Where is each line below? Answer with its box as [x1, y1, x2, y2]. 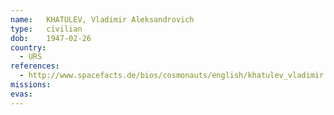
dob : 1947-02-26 [10, 33, 92, 43]
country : [10, 42, 47, 53]
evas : [10, 89, 33, 99]
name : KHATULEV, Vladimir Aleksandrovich [10, 14, 195, 25]
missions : [10, 80, 52, 90]
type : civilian [10, 24, 83, 34]
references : [10, 61, 60, 71]
